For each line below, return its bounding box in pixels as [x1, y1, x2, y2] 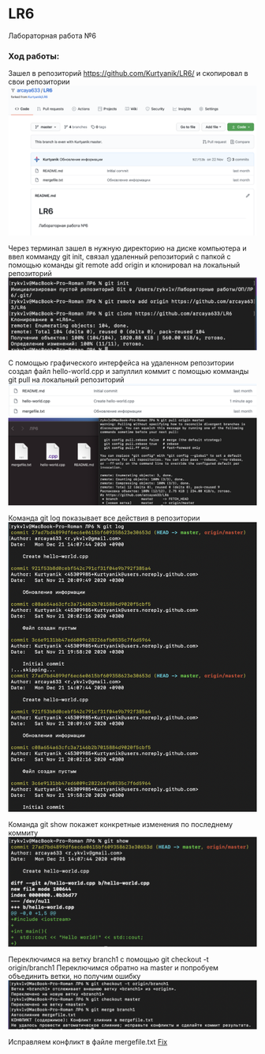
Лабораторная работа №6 [8, 31, 97, 40]
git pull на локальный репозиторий [8, 375, 125, 384]
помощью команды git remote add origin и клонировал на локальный [8, 260, 241, 270]
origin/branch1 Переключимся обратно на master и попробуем [8, 963, 219, 973]
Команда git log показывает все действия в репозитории [8, 513, 200, 523]
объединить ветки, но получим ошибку [8, 972, 141, 981]
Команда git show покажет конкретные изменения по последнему [8, 819, 233, 829]
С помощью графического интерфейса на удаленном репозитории [8, 357, 234, 368]
